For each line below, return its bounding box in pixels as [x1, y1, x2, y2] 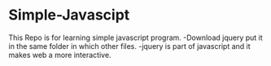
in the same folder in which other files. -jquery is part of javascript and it [8, 41, 251, 51]
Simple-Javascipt [8, 6, 130, 24]
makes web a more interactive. [8, 50, 111, 59]
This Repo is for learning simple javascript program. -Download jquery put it [8, 33, 263, 42]
